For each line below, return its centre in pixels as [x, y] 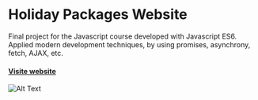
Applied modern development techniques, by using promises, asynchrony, [129, 44]
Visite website [32, 71]
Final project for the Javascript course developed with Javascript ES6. [123, 36]
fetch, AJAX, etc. [36, 53]
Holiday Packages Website [98, 15]
